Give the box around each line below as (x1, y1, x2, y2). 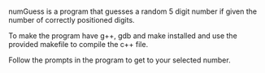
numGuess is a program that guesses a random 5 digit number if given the (8, 6, 258, 16)
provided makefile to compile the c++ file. (8, 40, 149, 49)
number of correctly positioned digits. (8, 15, 136, 25)
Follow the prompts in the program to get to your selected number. (8, 55, 231, 65)
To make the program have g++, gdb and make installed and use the (8, 31, 237, 41)
